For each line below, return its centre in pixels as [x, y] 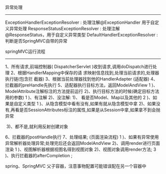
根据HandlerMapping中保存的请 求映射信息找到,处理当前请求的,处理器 [88, 73]
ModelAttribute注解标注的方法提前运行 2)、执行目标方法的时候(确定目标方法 [82, 91]
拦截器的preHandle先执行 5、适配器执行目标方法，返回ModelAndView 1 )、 [82, 85]
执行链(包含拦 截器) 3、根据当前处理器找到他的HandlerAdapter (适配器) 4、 [82, 79]
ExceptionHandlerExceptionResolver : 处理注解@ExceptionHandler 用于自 [80, 22]
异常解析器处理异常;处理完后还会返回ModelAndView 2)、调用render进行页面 [83, 143]
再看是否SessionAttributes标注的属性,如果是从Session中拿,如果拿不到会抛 [85, 110]
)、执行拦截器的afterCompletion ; [39, 155]
